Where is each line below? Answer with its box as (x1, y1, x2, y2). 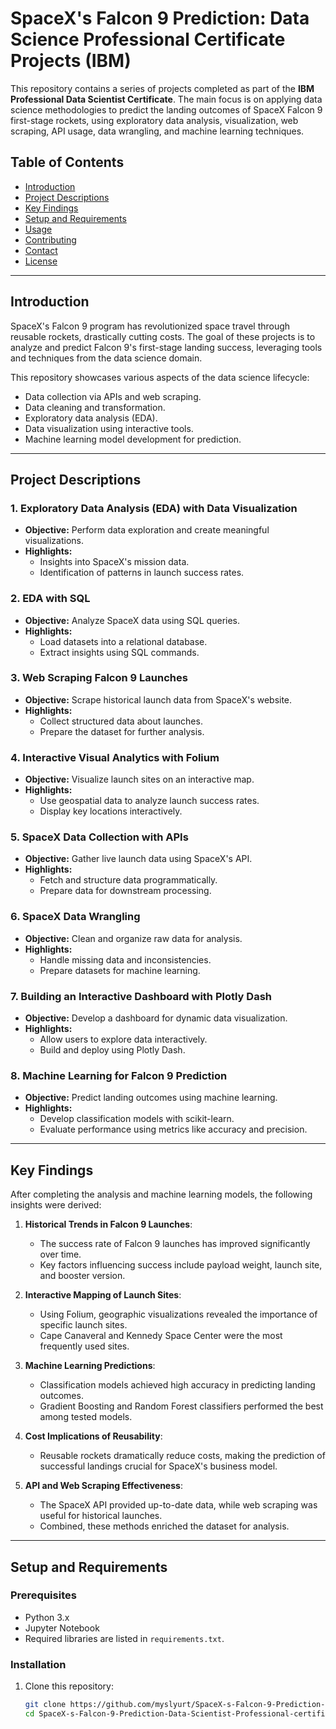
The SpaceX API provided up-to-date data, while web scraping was (39, 1499, 318, 1511)
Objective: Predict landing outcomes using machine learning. (24, 1092, 278, 1104)
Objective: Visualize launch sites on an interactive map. (24, 773, 255, 786)
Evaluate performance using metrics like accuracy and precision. (39, 1123, 308, 1136)
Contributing (24, 233, 77, 246)
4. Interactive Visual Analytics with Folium (10, 750, 220, 764)
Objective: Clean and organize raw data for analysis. (24, 932, 243, 944)
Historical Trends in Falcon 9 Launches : (24, 1218, 193, 1231)
